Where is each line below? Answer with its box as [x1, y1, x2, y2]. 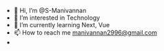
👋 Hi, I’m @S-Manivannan [13, 7, 87, 14]
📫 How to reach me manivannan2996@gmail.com [13, 29, 157, 37]
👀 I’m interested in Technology [13, 14, 101, 22]
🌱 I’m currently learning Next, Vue [13, 21, 110, 29]
